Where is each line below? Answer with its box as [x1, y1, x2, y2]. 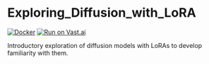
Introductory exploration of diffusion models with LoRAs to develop [7, 41, 203, 49]
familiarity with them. [7, 49, 68, 57]
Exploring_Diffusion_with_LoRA [7, 5, 196, 21]
